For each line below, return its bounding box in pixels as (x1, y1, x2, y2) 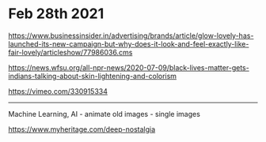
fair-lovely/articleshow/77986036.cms (8, 47, 133, 57)
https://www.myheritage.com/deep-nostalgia (8, 124, 156, 134)
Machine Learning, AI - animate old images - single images (8, 109, 200, 118)
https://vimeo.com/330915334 (8, 86, 108, 95)
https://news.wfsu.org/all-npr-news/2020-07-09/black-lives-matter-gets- (8, 62, 249, 72)
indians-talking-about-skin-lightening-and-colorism (8, 71, 177, 80)
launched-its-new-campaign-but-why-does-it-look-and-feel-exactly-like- (8, 39, 249, 48)
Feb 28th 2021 (8, 5, 104, 23)
